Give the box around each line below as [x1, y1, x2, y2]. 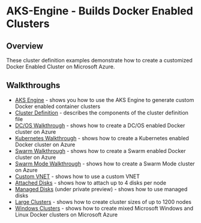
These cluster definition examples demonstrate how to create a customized [6, 57, 193, 64]
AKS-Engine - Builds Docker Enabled [6, 4, 193, 18]
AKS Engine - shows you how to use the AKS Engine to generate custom [14, 96, 194, 103]
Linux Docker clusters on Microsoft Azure [14, 211, 118, 218]
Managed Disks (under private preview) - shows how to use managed [14, 185, 188, 192]
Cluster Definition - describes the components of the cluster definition [14, 109, 189, 116]
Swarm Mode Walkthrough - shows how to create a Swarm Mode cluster [14, 160, 195, 167]
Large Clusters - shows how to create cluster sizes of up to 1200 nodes [14, 198, 192, 205]
